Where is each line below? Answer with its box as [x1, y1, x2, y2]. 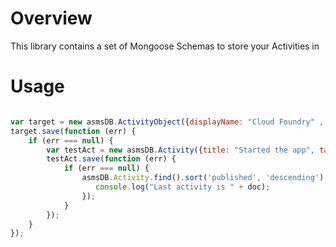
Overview [10, 7, 93, 30]
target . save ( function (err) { [10, 126, 137, 136]
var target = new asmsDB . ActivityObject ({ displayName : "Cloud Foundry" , [10, 117, 325, 127]
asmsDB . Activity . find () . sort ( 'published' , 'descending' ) [81, 173, 325, 183]
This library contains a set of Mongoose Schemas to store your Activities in [10, 40, 320, 52]
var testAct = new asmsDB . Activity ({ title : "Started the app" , [46, 145, 315, 155]
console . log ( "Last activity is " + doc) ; [95, 182, 271, 192]
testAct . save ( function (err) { [46, 154, 177, 164]
